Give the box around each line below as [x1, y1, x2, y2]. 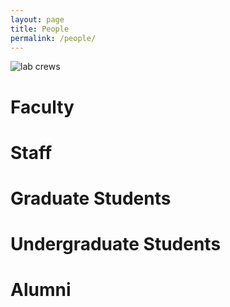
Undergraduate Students [10, 233, 222, 256]
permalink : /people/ [10, 33, 97, 43]
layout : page [10, 14, 65, 25]
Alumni [10, 279, 72, 301]
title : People [10, 24, 70, 34]
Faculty [10, 96, 75, 118]
